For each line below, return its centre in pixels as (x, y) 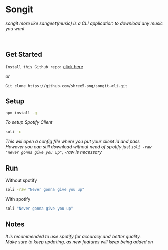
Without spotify (21, 180)
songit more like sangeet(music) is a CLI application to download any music (84, 23)
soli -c (13, 132)
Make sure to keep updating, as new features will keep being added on (79, 242)
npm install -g (21, 113)
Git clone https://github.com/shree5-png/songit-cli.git (66, 86)
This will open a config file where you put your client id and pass (73, 141)
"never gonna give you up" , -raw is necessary (54, 152)
